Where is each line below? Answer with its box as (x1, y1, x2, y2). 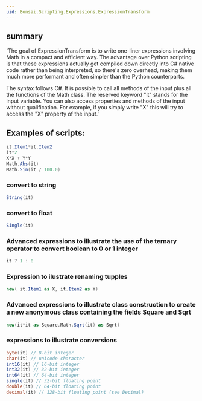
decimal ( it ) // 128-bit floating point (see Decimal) (6, 389, 145, 395)
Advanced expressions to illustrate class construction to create (6, 301, 196, 309)
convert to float (6, 209, 53, 217)
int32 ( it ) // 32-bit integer (6, 367, 80, 373)
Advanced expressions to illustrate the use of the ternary (6, 236, 177, 245)
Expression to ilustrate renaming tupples (6, 273, 128, 281)
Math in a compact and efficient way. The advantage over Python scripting (6, 54, 192, 61)
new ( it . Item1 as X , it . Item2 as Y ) (6, 286, 98, 292)
